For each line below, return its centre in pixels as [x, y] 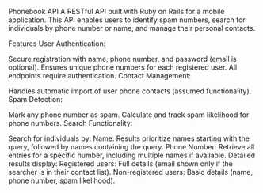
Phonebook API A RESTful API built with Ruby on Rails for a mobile [116, 11]
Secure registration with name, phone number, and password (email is [122, 59]
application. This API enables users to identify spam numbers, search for [127, 20]
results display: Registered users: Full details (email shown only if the [121, 164]
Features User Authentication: [57, 44]
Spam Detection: [36, 99]
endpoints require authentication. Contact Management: [100, 76]
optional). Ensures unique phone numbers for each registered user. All [123, 67]
